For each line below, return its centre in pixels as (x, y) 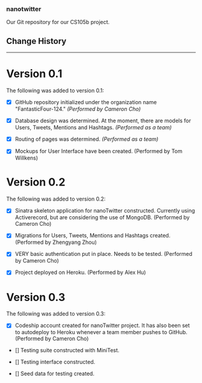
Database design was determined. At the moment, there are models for (103, 121)
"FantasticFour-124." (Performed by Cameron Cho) (78, 109)
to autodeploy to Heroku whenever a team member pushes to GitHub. (101, 332)
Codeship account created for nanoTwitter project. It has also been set (103, 325)
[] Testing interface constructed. (55, 362)
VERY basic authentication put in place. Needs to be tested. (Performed (103, 254)
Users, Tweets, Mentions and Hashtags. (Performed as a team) (93, 128)
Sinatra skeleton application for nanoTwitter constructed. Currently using (105, 211)
